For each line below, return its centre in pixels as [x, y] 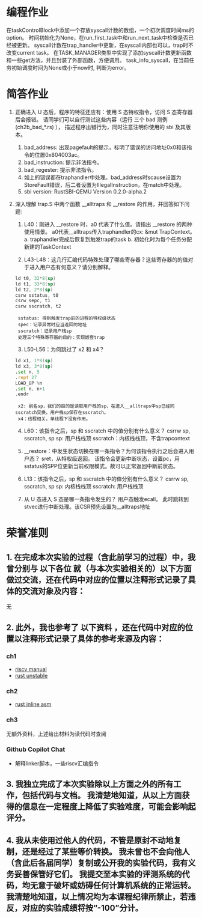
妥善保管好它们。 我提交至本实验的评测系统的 [98, 874]
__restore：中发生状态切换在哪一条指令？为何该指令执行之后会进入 [106, 451]
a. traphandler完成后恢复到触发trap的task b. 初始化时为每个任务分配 [108, 239]
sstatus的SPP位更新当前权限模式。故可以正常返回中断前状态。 [101, 466]
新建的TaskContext [47, 246]
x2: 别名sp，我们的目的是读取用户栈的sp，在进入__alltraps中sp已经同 [96, 406]
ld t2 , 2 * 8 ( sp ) [34, 290]
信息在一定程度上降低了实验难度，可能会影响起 [109, 807]
